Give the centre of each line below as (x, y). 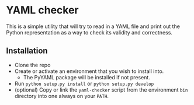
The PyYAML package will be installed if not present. (86, 77)
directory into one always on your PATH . (62, 96)
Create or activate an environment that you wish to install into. (89, 71)
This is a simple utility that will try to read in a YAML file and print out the (93, 26)
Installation (27, 51)
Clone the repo (32, 65)
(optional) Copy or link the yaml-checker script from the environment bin (101, 90)
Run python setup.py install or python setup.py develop (84, 83)
